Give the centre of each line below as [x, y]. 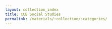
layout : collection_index [32, 10]
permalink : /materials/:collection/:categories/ [56, 19]
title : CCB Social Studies [33, 14]
